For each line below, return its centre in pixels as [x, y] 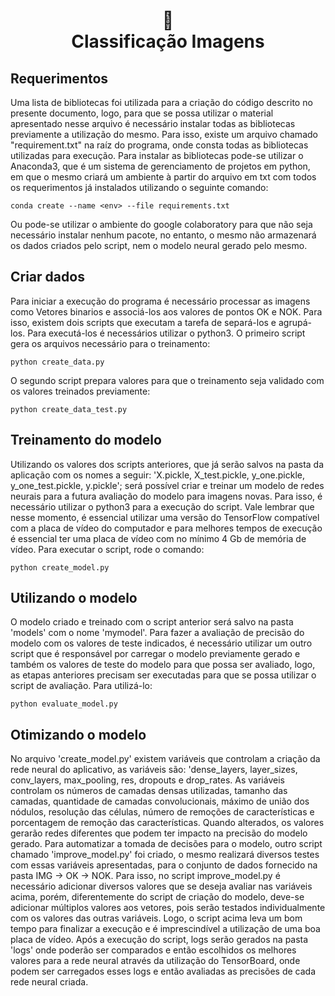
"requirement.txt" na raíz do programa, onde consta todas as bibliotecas [159, 145]
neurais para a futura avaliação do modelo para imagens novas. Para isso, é [166, 496]
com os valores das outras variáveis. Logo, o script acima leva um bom [156, 918]
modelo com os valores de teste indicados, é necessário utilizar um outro [161, 643]
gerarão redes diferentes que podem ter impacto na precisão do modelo [159, 833]
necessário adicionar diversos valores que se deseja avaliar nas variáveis [161, 886]
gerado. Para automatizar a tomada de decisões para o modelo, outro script [166, 844]
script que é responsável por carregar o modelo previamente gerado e [155, 654]
